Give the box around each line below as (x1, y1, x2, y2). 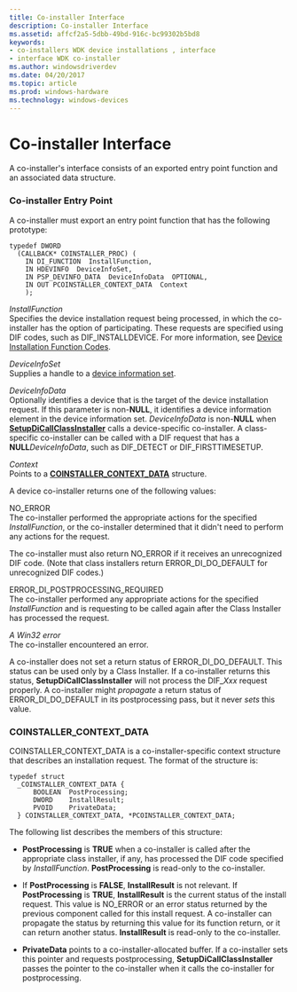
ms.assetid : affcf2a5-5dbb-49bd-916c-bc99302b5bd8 (9, 29, 200, 38)
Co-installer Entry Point (9, 194, 113, 207)
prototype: (9, 224, 48, 235)
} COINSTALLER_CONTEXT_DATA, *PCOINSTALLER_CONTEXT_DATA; (17, 811, 237, 820)
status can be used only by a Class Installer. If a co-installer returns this (9, 665, 270, 676)
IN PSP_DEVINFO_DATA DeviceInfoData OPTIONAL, (25, 272, 208, 281)
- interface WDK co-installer (9, 54, 121, 63)
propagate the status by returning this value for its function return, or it (21, 917, 281, 928)
